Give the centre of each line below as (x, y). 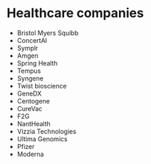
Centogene (33, 101)
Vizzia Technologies (46, 131)
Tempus (29, 71)
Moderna (30, 154)
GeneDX (29, 93)
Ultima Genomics (42, 139)
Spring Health (37, 63)
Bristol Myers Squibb (48, 33)
